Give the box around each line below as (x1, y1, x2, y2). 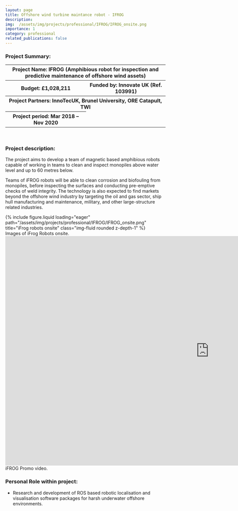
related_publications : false (5, 36, 67, 41)
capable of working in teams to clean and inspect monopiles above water (5, 162, 159, 168)
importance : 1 (5, 27, 36, 32)
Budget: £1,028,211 (21, 85, 71, 92)
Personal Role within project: (5, 478, 78, 485)
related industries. (5, 205, 43, 211)
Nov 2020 (33, 119, 58, 126)
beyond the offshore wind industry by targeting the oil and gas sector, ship (5, 193, 162, 199)
